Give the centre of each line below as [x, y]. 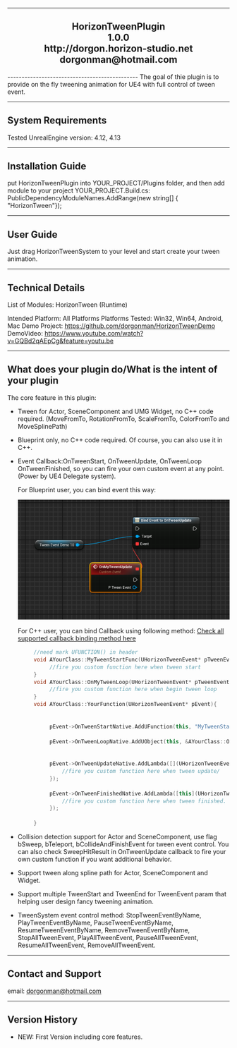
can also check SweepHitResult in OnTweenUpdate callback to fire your [122, 852]
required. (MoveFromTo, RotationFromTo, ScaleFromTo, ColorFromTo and [123, 419]
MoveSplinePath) [42, 426]
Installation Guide [47, 166]
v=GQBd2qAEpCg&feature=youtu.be [61, 341]
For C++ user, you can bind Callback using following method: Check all [121, 631]
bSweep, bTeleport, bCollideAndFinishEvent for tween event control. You [123, 844]
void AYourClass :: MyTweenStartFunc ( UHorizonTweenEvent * [117, 659]
